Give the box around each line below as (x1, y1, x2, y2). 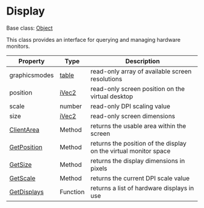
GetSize (9, 160, 32, 169)
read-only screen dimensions (90, 112, 175, 120)
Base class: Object (6, 24, 53, 32)
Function (59, 187, 85, 196)
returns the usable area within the (90, 121, 186, 130)
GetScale (9, 174, 36, 183)
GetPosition (9, 143, 42, 151)
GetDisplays (9, 187, 44, 196)
